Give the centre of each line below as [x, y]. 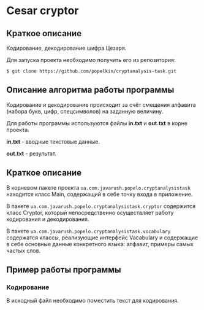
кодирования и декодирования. [48, 219]
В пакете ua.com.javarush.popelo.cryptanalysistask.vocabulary [89, 231]
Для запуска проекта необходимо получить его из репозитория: [91, 60]
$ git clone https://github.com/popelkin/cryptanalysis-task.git [91, 71]
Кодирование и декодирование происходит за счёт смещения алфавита [101, 104]
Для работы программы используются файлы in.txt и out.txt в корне [97, 123]
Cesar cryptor [43, 11]
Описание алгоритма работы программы [90, 90]
